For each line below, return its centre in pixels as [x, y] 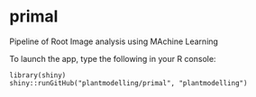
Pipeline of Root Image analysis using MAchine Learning [114, 41]
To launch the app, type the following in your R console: [113, 58]
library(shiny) [38, 75]
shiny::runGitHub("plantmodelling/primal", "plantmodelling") [128, 83]
